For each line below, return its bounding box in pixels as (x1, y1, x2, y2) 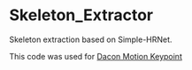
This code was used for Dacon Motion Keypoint (9, 51, 183, 61)
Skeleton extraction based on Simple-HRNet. (9, 34, 173, 45)
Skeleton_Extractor (9, 5, 153, 25)
